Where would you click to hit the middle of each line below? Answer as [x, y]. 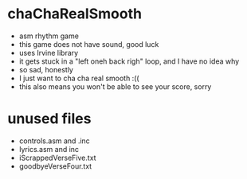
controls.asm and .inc [55, 141]
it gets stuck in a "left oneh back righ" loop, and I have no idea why [129, 61]
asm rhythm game [49, 36]
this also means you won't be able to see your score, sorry [115, 86]
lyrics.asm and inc [49, 149]
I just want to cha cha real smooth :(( [79, 78]
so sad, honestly [46, 69]
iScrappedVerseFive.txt [57, 158]
